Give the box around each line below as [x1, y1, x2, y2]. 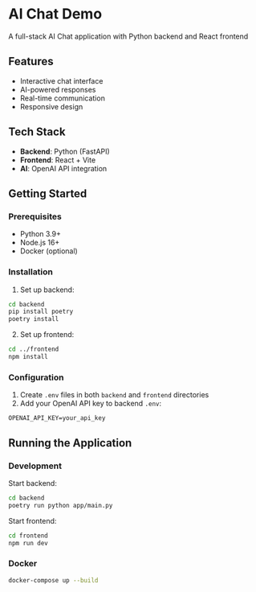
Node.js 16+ [19, 238, 60, 248]
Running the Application [8, 436, 132, 450]
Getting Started [8, 187, 87, 200]
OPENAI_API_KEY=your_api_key [8, 414, 106, 422]
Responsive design [19, 101, 83, 111]
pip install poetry [8, 307, 74, 316]
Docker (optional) [19, 246, 78, 256]
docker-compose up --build [8, 576, 99, 584]
